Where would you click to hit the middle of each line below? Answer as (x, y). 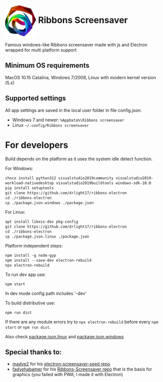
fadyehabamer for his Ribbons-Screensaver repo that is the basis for (82, 369)
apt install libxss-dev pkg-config (42, 222)
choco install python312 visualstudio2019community (59, 178)
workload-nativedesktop (30, 183)
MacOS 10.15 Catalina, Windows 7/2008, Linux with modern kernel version (81, 77)
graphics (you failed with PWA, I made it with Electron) (68, 375)
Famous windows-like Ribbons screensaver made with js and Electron (76, 45)
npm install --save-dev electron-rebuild (48, 260)
